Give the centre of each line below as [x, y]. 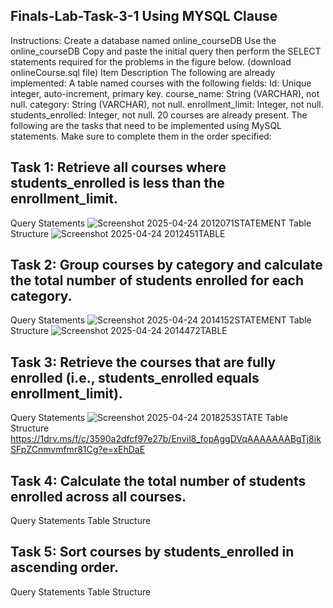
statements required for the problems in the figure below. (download [151, 61]
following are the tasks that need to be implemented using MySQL [146, 125]
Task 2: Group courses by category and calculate [166, 265]
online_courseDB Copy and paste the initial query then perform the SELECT [166, 51]
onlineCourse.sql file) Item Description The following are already [143, 72]
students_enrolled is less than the [117, 183]
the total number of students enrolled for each [157, 280]
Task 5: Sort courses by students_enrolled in [152, 552]
